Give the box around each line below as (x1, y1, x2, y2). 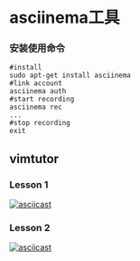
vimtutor (9, 150, 60, 167)
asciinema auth (9, 87, 67, 96)
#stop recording (9, 119, 70, 128)
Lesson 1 (9, 178, 49, 190)
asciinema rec (9, 102, 63, 112)
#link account (9, 79, 63, 88)
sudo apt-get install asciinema (9, 71, 131, 81)
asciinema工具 (9, 7, 120, 28)
